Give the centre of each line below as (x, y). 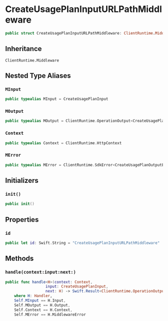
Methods (19, 259)
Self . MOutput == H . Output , (42, 305)
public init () (20, 204)
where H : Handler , (33, 296)
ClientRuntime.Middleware (32, 60)
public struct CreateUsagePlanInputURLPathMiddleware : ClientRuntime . (80, 33)
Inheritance (23, 49)
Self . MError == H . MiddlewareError (50, 314)
